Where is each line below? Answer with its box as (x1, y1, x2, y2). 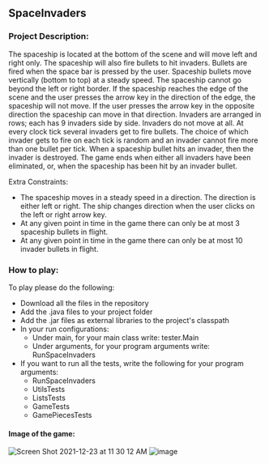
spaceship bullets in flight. (19, 227, 109, 236)
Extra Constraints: (8, 177, 69, 186)
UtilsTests (32, 384, 66, 394)
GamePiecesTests (32, 410, 92, 419)
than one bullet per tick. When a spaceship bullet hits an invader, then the (8, 143, 254, 153)
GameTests (32, 401, 70, 411)
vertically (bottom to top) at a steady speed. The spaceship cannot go (8, 74, 241, 84)
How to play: (8, 264, 59, 275)
